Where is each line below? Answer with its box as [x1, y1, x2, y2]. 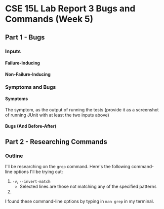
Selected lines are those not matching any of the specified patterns [19, 183, 157, 190]
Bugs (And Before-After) [5, 123, 57, 129]
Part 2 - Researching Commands [5, 138, 108, 146]
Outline [5, 152, 23, 159]
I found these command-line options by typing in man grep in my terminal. [5, 198, 154, 205]
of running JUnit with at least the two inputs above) [5, 112, 110, 118]
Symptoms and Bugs [5, 83, 56, 90]
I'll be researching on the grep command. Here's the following [5, 164, 131, 170]
